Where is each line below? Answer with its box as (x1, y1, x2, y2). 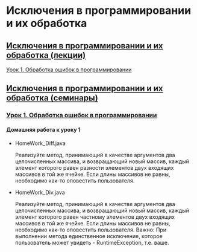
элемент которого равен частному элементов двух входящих (14, 213, 175, 221)
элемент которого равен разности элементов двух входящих (14, 164, 174, 171)
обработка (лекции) (6, 50, 86, 60)
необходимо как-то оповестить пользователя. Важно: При (14, 226, 167, 233)
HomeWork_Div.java (14, 189, 65, 196)
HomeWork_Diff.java (14, 140, 66, 147)
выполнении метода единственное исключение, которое (14, 232, 163, 239)
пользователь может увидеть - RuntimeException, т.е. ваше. (14, 239, 169, 246)
